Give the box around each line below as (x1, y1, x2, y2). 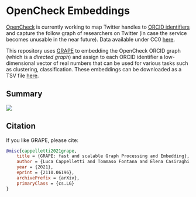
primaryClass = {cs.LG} (16, 180, 75, 186)
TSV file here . (6, 72, 39, 79)
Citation (6, 121, 36, 131)
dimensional (6, 60, 36, 67)
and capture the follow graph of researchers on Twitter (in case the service (6, 29, 187, 36)
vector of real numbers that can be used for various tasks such (36, 60, 188, 67)
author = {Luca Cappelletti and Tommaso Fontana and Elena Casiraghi (16, 159, 190, 165)
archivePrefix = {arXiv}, (16, 175, 80, 181)
